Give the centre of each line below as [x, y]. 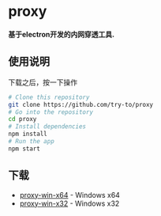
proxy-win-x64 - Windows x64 [70, 195]
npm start [24, 149]
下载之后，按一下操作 [43, 82]
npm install [28, 134]
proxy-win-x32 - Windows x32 [69, 203]
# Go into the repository [51, 112]
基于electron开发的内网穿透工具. [62, 34]
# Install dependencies [47, 127]
